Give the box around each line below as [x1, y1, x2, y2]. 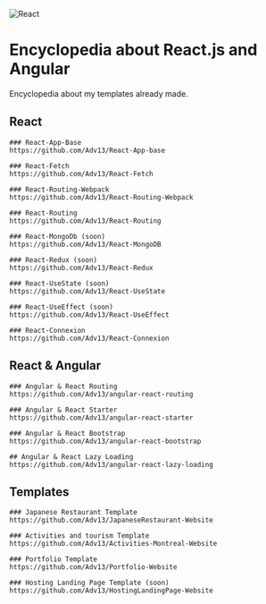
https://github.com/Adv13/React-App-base [9, 146, 166, 155]
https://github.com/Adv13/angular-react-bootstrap [9, 437, 202, 446]
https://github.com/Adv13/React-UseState [9, 286, 166, 295]
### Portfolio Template [9, 555, 98, 564]
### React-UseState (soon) [9, 278, 110, 288]
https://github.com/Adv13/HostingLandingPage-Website [9, 586, 214, 595]
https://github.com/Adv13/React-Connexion [9, 334, 170, 343]
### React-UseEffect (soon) [9, 302, 114, 311]
